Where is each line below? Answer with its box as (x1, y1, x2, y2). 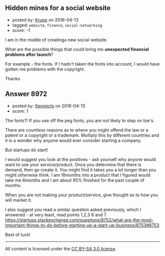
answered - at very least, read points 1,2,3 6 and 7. (5, 211, 107, 217)
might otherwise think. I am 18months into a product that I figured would (5, 172, 151, 178)
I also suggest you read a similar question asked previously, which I (5, 207, 141, 212)
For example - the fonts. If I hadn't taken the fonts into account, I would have (5, 61, 160, 67)
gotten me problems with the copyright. (5, 66, 85, 72)
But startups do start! (5, 147, 48, 153)
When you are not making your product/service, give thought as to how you (5, 192, 158, 198)
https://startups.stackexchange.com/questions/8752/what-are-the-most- (5, 217, 154, 223)
